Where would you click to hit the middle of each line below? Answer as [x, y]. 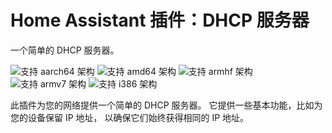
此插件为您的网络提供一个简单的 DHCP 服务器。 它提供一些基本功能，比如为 [166, 105]
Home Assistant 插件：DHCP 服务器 [160, 20]
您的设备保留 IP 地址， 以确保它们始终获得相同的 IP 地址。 [130, 117]
